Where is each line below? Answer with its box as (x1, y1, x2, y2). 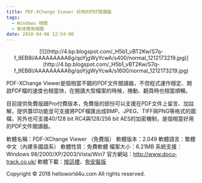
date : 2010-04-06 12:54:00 (6, 31, 74, 37)
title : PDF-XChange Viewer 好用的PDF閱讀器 (6, 8, 112, 15)
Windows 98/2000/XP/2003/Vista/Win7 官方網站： (6, 150, 134, 158)
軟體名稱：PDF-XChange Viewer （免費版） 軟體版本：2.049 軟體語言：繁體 (6, 135, 196, 143)
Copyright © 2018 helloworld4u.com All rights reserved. (6, 170, 146, 178)
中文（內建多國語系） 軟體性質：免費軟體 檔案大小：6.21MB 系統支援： (6, 143, 183, 150)
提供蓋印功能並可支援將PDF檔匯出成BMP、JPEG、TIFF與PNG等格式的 (16, 108, 191, 115)
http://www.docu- (133, 150, 177, 158)
